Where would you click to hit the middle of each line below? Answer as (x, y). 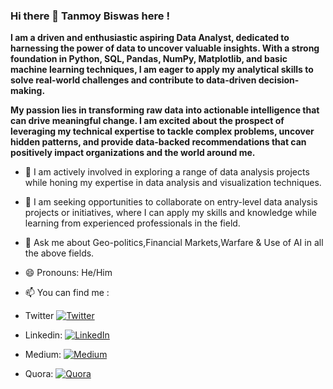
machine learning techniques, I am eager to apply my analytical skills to (162, 70)
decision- (279, 80)
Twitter (39, 316)
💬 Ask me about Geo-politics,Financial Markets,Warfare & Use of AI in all (174, 243)
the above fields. (59, 253)
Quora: (39, 374)
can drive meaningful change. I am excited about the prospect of (147, 121)
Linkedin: (43, 335)
